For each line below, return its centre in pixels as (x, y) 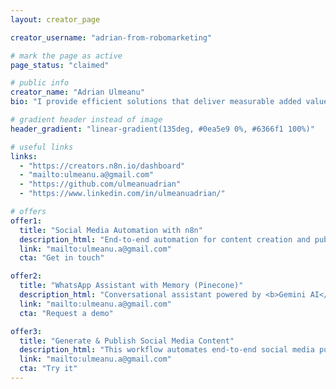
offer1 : (26, 221)
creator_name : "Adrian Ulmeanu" (77, 92)
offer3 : (26, 331)
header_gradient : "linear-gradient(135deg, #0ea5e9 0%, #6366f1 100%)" (162, 129)
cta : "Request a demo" (66, 313)
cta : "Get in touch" (62, 258)
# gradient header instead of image (86, 120)
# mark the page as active (66, 56)
